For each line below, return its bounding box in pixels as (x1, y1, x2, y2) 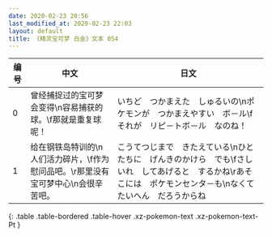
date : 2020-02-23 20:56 (8, 11, 89, 20)
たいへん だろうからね (117, 190, 206, 201)
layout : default (8, 27, 63, 35)
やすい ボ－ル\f (189, 108, 253, 119)
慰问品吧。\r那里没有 (30, 166, 110, 177)
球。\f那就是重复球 (30, 114, 101, 126)
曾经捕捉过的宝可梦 (30, 90, 104, 101)
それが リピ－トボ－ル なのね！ (117, 120, 248, 131)
